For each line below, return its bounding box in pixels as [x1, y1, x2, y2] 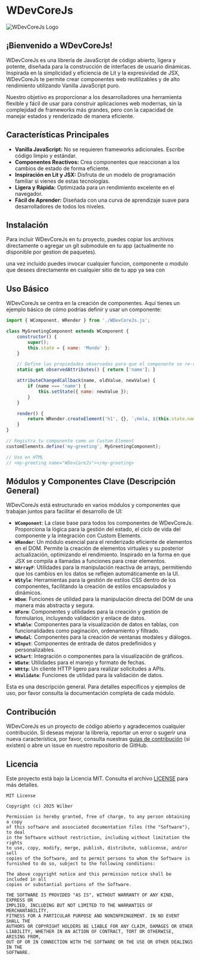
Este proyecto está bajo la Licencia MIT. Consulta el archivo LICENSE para [6, 775, 189, 782]
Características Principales [6, 130, 110, 140]
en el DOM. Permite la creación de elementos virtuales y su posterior [14, 544, 184, 552]
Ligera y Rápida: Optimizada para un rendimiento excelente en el [14, 183, 174, 191]
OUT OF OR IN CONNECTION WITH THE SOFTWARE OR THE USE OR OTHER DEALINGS [6, 939, 193, 945]
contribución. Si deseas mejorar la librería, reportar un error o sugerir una [6, 729, 186, 736]
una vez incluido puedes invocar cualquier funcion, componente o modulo [6, 260, 189, 267]
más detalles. [6, 781, 39, 788]
